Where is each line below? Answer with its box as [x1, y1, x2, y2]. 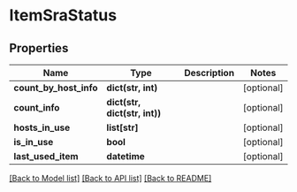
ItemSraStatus [9, 5, 118, 26]
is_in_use [13, 136, 54, 148]
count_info [13, 102, 60, 113]
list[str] [106, 121, 139, 134]
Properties [9, 41, 69, 56]
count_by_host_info [13, 81, 99, 94]
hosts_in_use [13, 121, 71, 134]
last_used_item [13, 150, 79, 162]
